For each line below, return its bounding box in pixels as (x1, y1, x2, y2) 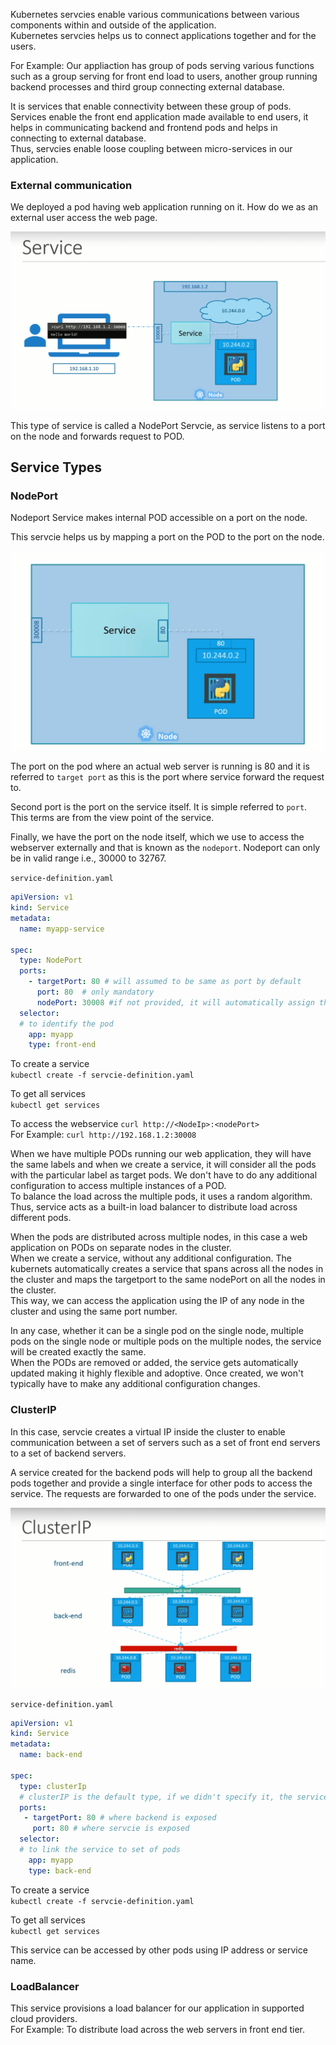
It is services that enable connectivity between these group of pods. (10, 100, 292, 112)
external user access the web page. (10, 212, 158, 224)
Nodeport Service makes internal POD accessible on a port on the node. (10, 512, 308, 524)
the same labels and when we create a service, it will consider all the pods (10, 1159, 317, 1171)
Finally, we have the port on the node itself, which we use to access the (10, 831, 305, 843)
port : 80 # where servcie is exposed (32, 1824, 190, 1834)
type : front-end (28, 1040, 97, 1050)
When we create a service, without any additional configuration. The (10, 1252, 292, 1264)
